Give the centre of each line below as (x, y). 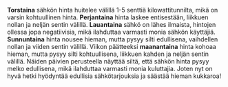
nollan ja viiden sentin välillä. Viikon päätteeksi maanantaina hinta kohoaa (112, 47)
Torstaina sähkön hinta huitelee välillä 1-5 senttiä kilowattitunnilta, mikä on (113, 10)
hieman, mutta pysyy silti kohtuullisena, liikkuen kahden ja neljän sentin (108, 54)
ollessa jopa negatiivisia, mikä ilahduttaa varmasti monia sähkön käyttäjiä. (111, 32)
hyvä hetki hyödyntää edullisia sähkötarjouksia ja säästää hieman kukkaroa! (114, 76)
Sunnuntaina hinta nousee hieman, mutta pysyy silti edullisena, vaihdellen (113, 39)
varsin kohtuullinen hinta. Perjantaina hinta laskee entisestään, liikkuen (108, 17)
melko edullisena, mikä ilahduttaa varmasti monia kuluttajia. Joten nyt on (110, 69)
